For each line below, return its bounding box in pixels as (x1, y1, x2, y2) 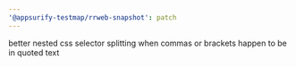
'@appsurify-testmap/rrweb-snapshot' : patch (8, 13, 177, 22)
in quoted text (8, 46, 60, 58)
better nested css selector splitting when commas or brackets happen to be (8, 38, 288, 48)
